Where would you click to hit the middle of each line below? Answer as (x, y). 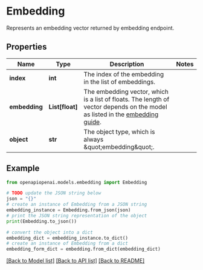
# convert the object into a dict (50, 232)
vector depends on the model (125, 107)
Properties (27, 47)
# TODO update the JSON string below (54, 193)
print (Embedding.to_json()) (42, 221)
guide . (92, 122)
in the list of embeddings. (120, 82)
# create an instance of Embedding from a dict (67, 243)
